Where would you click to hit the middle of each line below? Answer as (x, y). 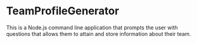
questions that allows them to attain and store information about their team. (98, 33)
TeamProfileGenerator (63, 11)
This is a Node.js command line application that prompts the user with (92, 27)
